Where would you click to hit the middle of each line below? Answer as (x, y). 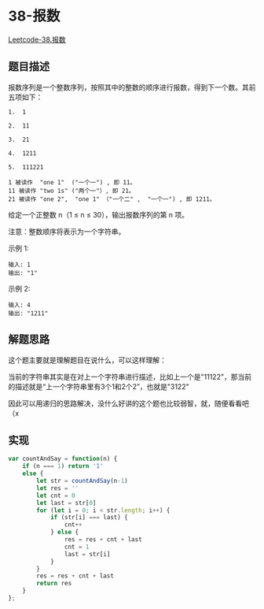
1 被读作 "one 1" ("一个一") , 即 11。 (72, 182)
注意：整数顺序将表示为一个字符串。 (67, 231)
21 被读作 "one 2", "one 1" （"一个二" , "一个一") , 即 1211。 (112, 199)
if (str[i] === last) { (89, 518)
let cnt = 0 (56, 496)
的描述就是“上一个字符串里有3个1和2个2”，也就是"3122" (99, 386)
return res (54, 584)
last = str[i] (87, 554)
